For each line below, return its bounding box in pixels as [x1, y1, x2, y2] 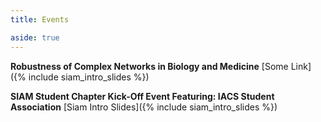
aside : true [10, 32, 60, 43]
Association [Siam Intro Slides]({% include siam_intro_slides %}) [10, 101, 278, 113]
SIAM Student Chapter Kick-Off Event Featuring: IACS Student [10, 90, 275, 102]
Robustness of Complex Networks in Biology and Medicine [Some [10, 60, 289, 72]
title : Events [10, 14, 70, 25]
